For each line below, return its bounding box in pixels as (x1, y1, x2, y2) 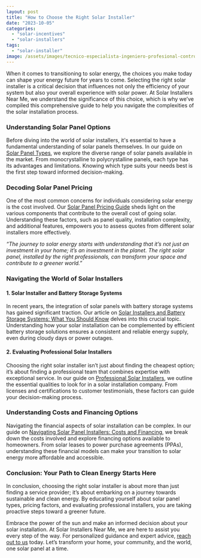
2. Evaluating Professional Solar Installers (6, 348, 112, 355)
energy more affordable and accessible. (6, 454, 105, 461)
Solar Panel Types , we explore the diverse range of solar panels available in (6, 149, 193, 156)
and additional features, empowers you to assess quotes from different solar (6, 222, 194, 230)
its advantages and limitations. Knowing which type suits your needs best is (6, 162, 193, 169)
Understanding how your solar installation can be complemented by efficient (6, 322, 195, 329)
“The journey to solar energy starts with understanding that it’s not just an (6, 240, 190, 248)
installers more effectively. (6, 229, 72, 236)
